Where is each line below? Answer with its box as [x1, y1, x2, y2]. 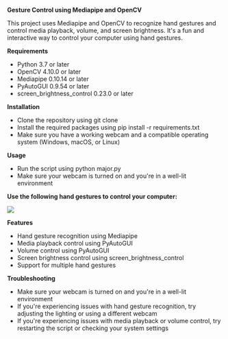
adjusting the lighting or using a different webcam [16, 309, 157, 318]
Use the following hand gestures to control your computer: [7, 192, 178, 200]
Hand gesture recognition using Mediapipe [16, 232, 138, 239]
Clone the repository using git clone [16, 116, 118, 124]
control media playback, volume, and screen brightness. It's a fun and [7, 27, 204, 34]
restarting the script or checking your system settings [16, 324, 169, 332]
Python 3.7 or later [16, 60, 70, 68]
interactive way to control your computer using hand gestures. [7, 34, 183, 42]
